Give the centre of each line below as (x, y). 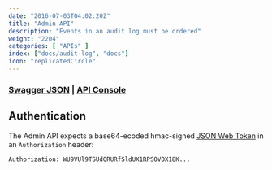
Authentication (47, 116)
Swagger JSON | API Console (67, 89)
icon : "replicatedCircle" (52, 62)
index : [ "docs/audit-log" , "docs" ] (69, 54)
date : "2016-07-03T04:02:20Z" (60, 16)
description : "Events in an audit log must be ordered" (105, 31)
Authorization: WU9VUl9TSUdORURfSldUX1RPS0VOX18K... (99, 159)
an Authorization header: (51, 144)
